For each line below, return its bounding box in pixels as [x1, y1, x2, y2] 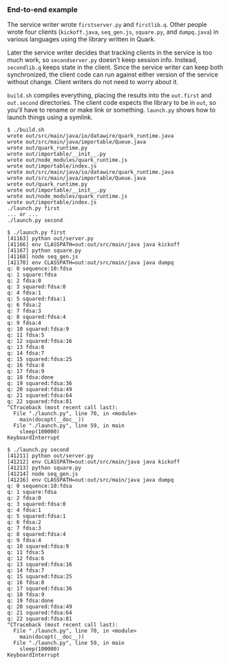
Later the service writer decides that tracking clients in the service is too [7, 48, 212, 57]
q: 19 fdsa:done [7, 597, 54, 604]
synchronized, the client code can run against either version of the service [7, 70, 218, 79]
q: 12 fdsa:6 [7, 555, 45, 562]
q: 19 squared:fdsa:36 [7, 380, 72, 387]
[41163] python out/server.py [7, 235, 94, 242]
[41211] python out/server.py [7, 453, 94, 459]
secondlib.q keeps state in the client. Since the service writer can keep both [7, 63, 224, 72]
